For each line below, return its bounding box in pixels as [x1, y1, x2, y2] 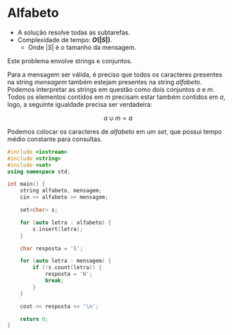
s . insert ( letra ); [32, 225, 83, 232]
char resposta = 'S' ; [20, 244, 83, 252]
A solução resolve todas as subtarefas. [17, 28, 131, 37]
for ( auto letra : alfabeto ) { [20, 219, 112, 226]
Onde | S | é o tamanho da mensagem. [27, 43, 136, 51]
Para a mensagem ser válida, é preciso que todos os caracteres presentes [7, 70, 223, 79]
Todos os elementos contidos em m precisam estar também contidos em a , [7, 93, 226, 101]
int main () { [7, 180, 46, 188]
